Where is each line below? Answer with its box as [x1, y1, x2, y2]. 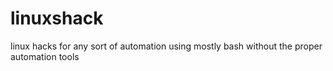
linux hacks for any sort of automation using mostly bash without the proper [10, 40, 323, 52]
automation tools [10, 50, 80, 62]
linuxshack [10, 7, 104, 30]
